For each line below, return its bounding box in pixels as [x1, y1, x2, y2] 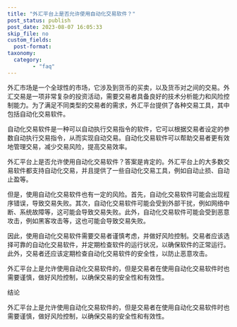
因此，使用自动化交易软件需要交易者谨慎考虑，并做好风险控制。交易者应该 [7, 231, 224, 240]
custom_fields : [7, 37, 52, 44]
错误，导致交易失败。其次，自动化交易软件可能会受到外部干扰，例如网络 [13, 198, 224, 207]
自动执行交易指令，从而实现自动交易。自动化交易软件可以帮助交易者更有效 [13, 133, 230, 142]
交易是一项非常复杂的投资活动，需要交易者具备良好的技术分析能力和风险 [13, 92, 224, 100]
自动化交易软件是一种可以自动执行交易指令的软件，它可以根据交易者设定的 [7, 124, 224, 133]
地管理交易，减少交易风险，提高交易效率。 [7, 142, 131, 150]
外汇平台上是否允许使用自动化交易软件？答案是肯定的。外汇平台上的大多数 [7, 157, 224, 166]
